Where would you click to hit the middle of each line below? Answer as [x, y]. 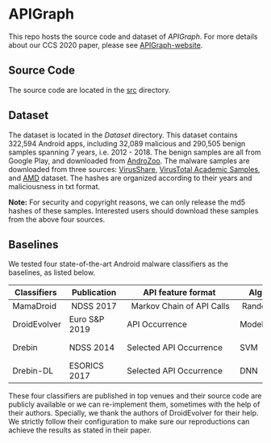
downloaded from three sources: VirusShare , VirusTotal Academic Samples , [134, 169]
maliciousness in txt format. [54, 186]
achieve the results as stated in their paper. [80, 430]
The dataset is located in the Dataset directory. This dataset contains [123, 135]
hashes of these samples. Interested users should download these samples [133, 210]
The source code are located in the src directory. [90, 90]
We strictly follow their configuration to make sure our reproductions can [129, 422]
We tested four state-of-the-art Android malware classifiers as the [118, 264]
